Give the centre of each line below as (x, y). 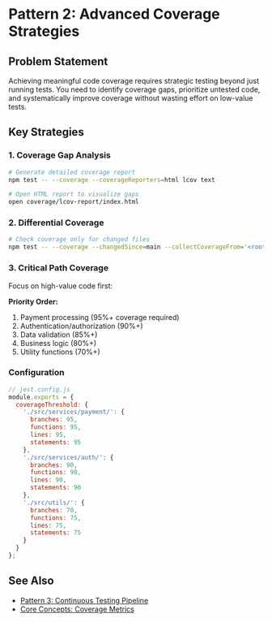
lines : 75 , (48, 525)
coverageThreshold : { (52, 404)
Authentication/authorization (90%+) (81, 326)
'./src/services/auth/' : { (68, 457)
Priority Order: (33, 301)
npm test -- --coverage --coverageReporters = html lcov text (112, 179)
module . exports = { (41, 397)
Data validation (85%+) (59, 335)
